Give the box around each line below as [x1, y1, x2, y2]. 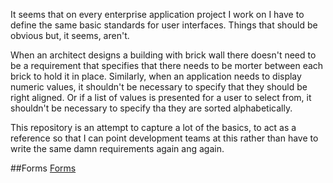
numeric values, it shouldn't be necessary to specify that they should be [10, 81, 308, 93]
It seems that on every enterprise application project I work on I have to [10, 9, 305, 20]
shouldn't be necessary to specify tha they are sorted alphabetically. [10, 102, 293, 114]
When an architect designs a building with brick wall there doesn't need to [10, 49, 317, 61]
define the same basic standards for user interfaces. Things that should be [10, 19, 318, 31]
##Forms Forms [10, 162, 77, 174]
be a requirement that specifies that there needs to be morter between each [10, 60, 324, 71]
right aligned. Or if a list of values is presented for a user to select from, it [10, 92, 312, 103]
